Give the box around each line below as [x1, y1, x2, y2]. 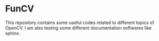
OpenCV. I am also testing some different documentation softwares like [5, 24, 151, 30]
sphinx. [5, 30, 20, 36]
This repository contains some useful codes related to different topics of [5, 19, 154, 25]
